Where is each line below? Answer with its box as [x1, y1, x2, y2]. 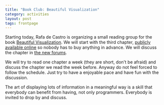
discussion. [5, 75, 28, 81]
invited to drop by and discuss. [5, 95, 68, 101]
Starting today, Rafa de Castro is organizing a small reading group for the [5, 34, 153, 40]
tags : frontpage [5, 21, 38, 26]
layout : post [5, 16, 32, 21]
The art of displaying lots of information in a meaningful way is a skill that [5, 84, 153, 90]
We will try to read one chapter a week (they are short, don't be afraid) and [5, 59, 156, 65]
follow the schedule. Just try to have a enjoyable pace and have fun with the [5, 69, 159, 76]
